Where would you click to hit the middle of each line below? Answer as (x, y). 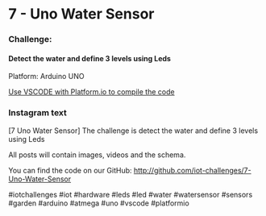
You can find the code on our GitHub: (70, 170)
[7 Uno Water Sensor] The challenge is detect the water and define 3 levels (133, 131)
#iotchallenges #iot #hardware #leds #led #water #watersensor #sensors (131, 194)
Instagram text (37, 113)
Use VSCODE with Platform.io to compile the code (91, 92)
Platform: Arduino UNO (46, 77)
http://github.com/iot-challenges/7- (192, 170)
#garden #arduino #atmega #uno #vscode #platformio (99, 203)
